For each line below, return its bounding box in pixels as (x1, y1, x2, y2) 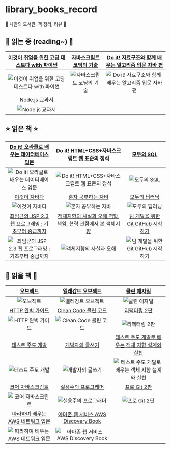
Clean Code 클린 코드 (57, 307, 107, 314)
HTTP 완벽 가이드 (9, 307, 49, 314)
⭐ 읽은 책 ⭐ (5, 125, 38, 134)
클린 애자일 (126, 288, 151, 295)
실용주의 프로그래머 (60, 384, 104, 391)
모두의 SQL (131, 151, 158, 158)
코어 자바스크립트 (10, 384, 49, 391)
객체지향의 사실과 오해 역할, (58, 213, 120, 220)
